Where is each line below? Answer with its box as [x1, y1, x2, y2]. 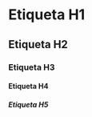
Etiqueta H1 [8, 6, 86, 24]
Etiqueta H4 [8, 82, 49, 91]
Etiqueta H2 [8, 38, 68, 51]
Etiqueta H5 [8, 99, 49, 109]
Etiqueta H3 [8, 62, 55, 73]
